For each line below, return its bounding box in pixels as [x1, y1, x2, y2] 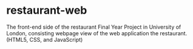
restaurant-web [6, 4, 87, 17]
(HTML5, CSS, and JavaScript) [6, 36, 83, 43]
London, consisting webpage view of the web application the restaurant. [6, 29, 188, 36]
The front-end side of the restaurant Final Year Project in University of [6, 23, 181, 30]
